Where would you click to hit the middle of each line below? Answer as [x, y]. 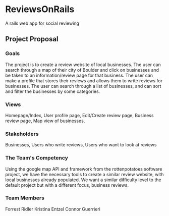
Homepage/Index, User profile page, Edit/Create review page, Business [79, 115]
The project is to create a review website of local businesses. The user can [83, 65]
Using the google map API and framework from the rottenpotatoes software [84, 169]
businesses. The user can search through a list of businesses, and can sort [83, 86]
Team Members [25, 198]
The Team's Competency [37, 158]
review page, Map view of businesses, [45, 121]
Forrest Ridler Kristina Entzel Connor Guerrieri [53, 209]
